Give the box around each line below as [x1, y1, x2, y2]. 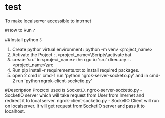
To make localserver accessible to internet [5, 18, 91, 24]
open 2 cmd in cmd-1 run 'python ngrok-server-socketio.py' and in [12, 72, 148, 78]
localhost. [5, 108, 25, 114]
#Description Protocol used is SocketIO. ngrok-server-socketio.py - [5, 87, 142, 93]
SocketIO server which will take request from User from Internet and [5, 92, 144, 98]
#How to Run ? [5, 27, 36, 33]
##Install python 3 [5, 36, 42, 43]
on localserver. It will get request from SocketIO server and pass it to [5, 103, 145, 109]
